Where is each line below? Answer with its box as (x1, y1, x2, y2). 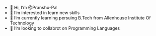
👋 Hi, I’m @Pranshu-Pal (9, 5, 58, 10)
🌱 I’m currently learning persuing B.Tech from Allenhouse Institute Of (9, 15, 151, 20)
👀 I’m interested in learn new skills (9, 10, 80, 16)
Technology (9, 20, 35, 26)
